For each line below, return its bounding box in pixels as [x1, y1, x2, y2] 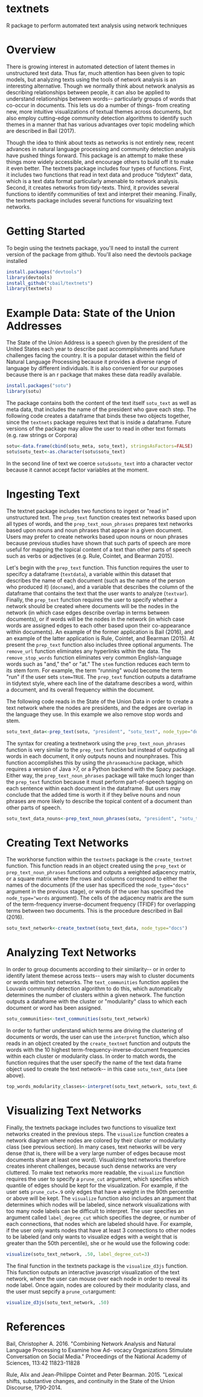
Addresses [6, 319, 62, 332]
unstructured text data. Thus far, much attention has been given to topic [6, 69, 185, 77]
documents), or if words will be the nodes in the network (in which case [6, 615, 185, 623]
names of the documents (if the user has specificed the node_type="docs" [6, 881, 189, 889]
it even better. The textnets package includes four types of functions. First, [6, 164, 193, 172]
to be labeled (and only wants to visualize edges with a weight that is [6, 1233, 178, 1240]
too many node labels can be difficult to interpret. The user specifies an [6, 1207, 184, 1214]
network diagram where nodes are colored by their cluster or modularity [6, 1136, 186, 1144]
